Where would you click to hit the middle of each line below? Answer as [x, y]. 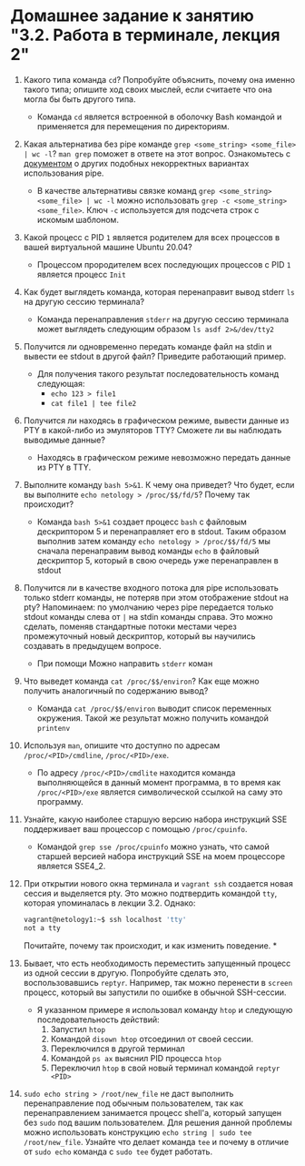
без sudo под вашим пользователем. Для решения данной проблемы [158, 1122]
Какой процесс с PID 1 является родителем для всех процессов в [152, 237]
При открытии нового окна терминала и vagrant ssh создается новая [158, 883]
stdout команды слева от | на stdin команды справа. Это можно [148, 616]
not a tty [42, 928]
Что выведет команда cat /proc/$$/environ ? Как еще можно [141, 681]
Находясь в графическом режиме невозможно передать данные [164, 457]
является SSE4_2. [71, 866]
